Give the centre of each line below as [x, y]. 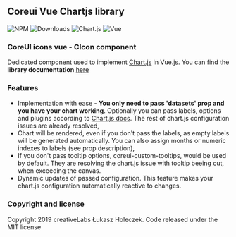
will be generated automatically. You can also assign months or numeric [122, 141]
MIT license [24, 227]
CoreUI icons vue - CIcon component [72, 47]
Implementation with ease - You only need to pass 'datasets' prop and [121, 103]
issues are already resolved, [58, 126]
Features [23, 88]
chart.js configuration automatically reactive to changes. [99, 186]
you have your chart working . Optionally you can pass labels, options [119, 111]
